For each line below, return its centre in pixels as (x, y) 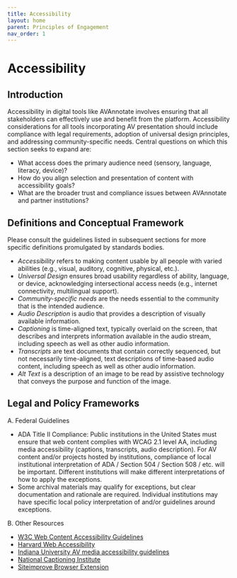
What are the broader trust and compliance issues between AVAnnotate (122, 193)
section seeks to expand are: (50, 149)
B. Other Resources (36, 523)
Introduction (35, 94)
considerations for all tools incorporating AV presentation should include (112, 127)
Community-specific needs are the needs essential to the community (118, 299)
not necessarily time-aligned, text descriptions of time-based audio (116, 359)
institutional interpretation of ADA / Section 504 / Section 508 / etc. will (121, 464)
